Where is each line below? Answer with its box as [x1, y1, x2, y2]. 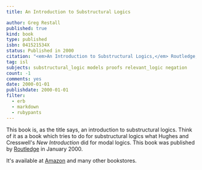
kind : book [6, 31, 34, 37]
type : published [6, 37, 47, 43]
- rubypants [11, 109, 42, 115]
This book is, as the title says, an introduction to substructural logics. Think [6, 126, 193, 133]
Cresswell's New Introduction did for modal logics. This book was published [6, 139, 195, 146]
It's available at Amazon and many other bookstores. [6, 157, 137, 164]
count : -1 [6, 70, 31, 76]
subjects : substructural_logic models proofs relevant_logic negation [6, 65, 188, 71]
